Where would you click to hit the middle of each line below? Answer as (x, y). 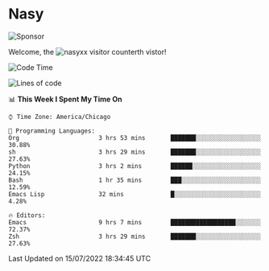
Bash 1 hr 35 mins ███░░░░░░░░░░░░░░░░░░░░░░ (135, 180)
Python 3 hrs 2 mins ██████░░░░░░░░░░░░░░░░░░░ (135, 166)
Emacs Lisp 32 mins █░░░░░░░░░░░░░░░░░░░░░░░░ (135, 194)
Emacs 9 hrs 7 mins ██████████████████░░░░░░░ (135, 222)
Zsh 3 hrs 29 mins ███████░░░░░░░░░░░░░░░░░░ (135, 236)
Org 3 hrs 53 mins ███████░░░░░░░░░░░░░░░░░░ (135, 138)
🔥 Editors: (27, 215)
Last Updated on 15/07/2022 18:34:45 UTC (80, 258)
